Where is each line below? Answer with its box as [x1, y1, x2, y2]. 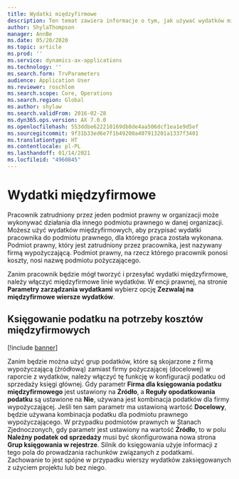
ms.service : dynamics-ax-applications [7, 57, 122, 64]
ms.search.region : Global [7, 97, 84, 104]
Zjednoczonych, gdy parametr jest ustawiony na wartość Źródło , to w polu [7, 425, 226, 433]
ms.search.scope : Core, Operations [7, 90, 113, 97]
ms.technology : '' [7, 63, 62, 71]
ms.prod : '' [7, 51, 43, 58]
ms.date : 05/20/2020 [7, 37, 69, 44]
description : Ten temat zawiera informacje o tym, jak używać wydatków [7, 17, 224, 24]
